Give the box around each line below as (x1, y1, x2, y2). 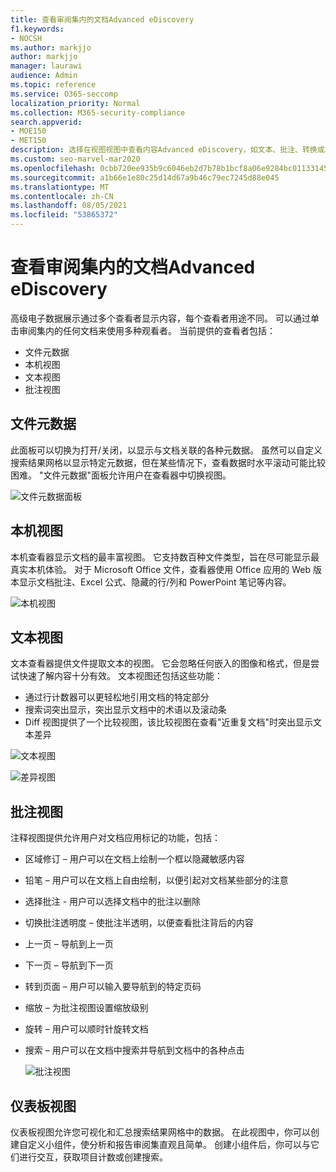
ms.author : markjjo (10, 42, 92, 53)
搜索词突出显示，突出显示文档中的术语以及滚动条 (24, 704, 227, 716)
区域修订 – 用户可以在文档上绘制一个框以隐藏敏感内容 (24, 853, 245, 865)
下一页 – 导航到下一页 (24, 959, 114, 971)
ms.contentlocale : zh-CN (10, 191, 114, 201)
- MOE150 (10, 126, 47, 136)
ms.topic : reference (10, 80, 97, 90)
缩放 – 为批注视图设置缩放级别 (24, 1002, 149, 1014)
